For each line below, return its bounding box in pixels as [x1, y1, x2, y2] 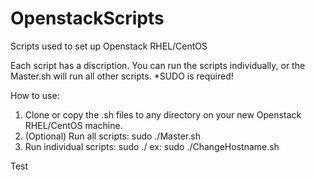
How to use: [10, 89, 60, 101]
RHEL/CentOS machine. [24, 119, 123, 131]
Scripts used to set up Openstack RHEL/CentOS [10, 40, 208, 52]
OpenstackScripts [10, 7, 165, 30]
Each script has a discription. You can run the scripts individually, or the [10, 59, 306, 71]
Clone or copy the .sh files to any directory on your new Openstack [24, 108, 302, 121]
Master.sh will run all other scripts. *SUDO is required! [10, 70, 234, 82]
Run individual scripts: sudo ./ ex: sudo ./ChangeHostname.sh [24, 140, 280, 152]
